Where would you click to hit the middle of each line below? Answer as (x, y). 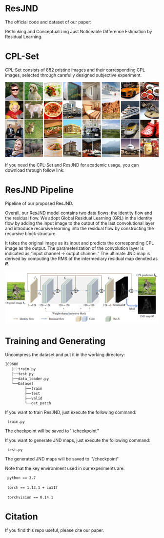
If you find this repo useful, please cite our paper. (54, 530)
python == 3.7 (21, 478)
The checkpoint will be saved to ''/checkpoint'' (52, 431)
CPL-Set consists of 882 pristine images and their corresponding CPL (75, 70)
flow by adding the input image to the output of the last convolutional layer (80, 223)
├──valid (33, 399)
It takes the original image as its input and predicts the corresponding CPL (80, 243)
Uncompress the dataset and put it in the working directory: (65, 355)
